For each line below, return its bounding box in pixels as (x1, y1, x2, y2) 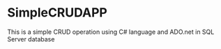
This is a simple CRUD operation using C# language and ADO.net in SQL (7, 28, 215, 36)
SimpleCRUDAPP (7, 5, 108, 21)
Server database (7, 35, 55, 43)
